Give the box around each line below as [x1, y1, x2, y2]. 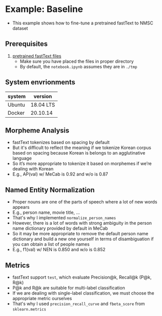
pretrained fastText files [12, 53, 61, 59]
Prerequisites [5, 40, 48, 48]
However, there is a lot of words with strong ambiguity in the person [12, 220, 152, 226]
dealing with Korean [12, 166, 54, 172]
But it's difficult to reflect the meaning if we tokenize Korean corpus [12, 145, 152, 151]
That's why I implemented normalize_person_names [12, 215, 116, 221]
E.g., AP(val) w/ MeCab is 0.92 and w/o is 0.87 [12, 171, 108, 177]
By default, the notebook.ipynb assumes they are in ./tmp [19, 63, 138, 69]
